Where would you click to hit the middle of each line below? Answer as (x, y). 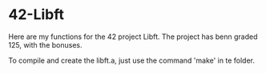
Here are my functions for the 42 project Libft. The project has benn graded (133, 36)
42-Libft (36, 15)
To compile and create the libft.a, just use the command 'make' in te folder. (131, 60)
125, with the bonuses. (45, 44)
